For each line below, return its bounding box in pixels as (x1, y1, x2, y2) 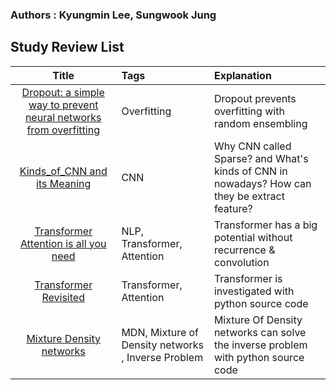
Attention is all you (19, 236, 107, 250)
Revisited (41, 290, 85, 304)
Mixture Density (26, 331, 102, 345)
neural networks (24, 110, 102, 124)
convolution (213, 255, 270, 269)
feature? (213, 201, 253, 215)
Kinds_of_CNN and (19, 164, 108, 178)
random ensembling (213, 116, 308, 130)
